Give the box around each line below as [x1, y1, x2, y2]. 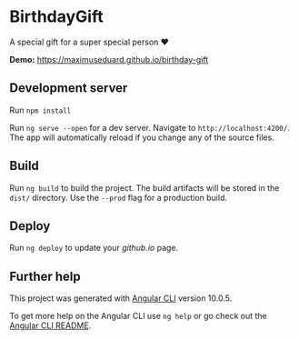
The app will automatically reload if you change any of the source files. [9, 132, 274, 143]
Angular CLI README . [9, 320, 92, 331]
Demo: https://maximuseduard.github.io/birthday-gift [9, 54, 209, 65]
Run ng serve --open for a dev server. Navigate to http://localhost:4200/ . [9, 122, 291, 133]
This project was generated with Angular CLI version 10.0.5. [9, 293, 233, 304]
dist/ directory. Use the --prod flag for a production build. [9, 192, 227, 203]
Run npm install [9, 105, 72, 115]
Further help [9, 268, 82, 284]
